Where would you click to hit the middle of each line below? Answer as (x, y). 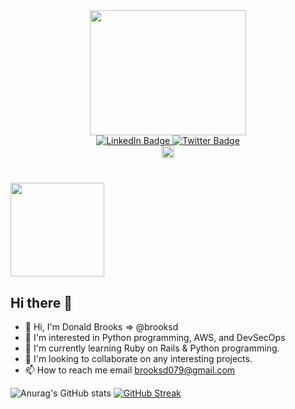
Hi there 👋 (41, 302)
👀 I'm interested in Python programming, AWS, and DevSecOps (155, 337)
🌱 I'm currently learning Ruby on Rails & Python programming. (152, 348)
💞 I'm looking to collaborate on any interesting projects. (138, 358)
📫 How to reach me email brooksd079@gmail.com (130, 370)
